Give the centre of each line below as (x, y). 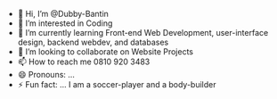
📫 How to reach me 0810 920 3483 (84, 62)
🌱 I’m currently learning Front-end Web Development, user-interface (143, 33)
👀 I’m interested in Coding (65, 23)
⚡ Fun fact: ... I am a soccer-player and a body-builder (117, 84)
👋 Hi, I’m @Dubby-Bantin (63, 14)
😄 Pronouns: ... (46, 74)
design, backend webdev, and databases (93, 42)
